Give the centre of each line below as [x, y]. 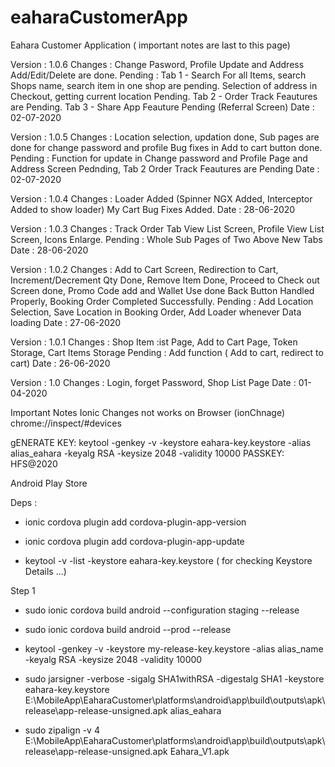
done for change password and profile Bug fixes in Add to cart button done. [166, 147]
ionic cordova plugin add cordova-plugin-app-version [135, 522]
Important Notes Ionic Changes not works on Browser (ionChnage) [148, 412]
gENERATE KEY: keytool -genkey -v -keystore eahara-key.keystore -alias [161, 442]
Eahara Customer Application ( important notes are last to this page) [150, 45]
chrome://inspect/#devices [66, 423]
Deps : [24, 502]
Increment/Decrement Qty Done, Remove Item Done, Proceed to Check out [165, 280]
